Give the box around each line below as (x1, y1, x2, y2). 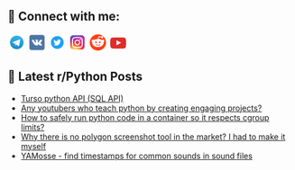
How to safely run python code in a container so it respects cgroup (20, 112, 270, 122)
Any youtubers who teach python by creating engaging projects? (20, 103, 263, 113)
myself (20, 140, 46, 151)
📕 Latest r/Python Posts (7, 69, 143, 85)
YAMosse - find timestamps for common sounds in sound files (20, 150, 254, 161)
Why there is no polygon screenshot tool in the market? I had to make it (20, 131, 286, 142)
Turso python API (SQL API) (20, 93, 124, 103)
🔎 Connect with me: (7, 9, 120, 24)
